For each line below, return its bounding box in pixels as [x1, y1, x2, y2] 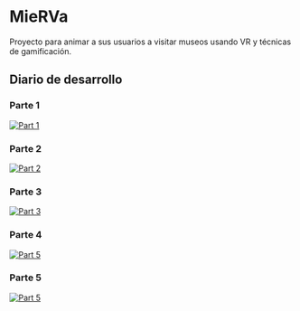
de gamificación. [9, 45, 72, 56]
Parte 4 [9, 229, 42, 241]
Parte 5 [9, 271, 42, 284]
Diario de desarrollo [9, 72, 123, 88]
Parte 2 [9, 142, 42, 155]
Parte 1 [9, 99, 41, 112]
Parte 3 [9, 185, 42, 198]
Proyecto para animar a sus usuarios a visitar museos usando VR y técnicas [9, 36, 292, 47]
